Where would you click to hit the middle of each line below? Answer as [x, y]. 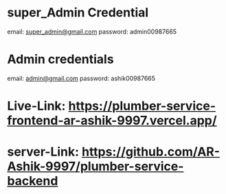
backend [33, 181]
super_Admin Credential [78, 13]
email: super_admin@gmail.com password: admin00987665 [92, 32]
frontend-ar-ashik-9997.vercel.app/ [112, 121]
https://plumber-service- [142, 106]
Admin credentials [61, 59]
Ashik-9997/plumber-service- [95, 167]
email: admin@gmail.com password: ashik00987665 [81, 78]
